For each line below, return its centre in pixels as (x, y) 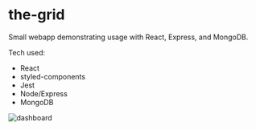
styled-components (53, 76)
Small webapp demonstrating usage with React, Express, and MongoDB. (128, 37)
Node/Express (44, 93)
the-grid (37, 15)
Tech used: (27, 52)
